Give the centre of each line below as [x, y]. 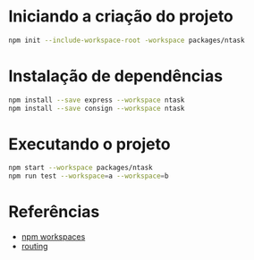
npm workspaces [53, 237]
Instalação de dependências [116, 76]
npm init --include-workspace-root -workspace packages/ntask [127, 40]
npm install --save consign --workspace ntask [97, 108]
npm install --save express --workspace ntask [97, 100]
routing [34, 247]
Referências [54, 212]
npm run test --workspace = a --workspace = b [89, 176]
